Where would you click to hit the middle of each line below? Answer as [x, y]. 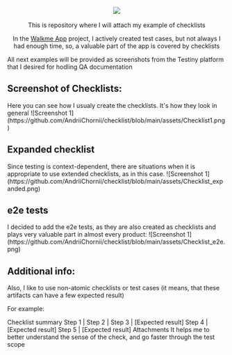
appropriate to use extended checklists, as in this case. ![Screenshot [105, 173]
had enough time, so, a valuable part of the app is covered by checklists [117, 46]
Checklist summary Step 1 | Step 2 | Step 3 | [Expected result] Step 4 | [108, 322]
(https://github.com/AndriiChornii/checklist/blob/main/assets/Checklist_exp [115, 181]
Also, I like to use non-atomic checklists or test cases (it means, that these [114, 288]
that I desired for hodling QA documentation [70, 67]
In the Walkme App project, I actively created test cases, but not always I [117, 39]
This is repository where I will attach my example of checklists [117, 25]
